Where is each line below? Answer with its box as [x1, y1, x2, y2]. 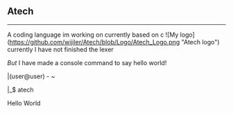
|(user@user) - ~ [7, 72, 55, 80]
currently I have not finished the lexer [7, 45, 114, 53]
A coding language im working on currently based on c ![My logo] [7, 31, 196, 39]
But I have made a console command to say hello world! [7, 58, 167, 67]
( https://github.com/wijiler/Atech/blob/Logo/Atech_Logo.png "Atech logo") [7, 37, 220, 46]
